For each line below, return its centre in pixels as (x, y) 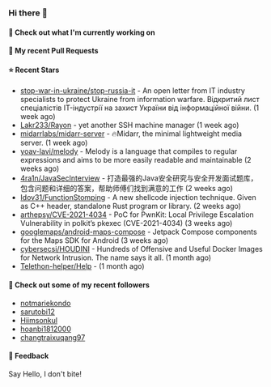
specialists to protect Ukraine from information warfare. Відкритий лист (140, 100)
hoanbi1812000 (45, 329)
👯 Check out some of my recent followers (79, 285)
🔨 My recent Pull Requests (53, 51)
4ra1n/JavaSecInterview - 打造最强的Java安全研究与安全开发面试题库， (139, 178)
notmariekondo (45, 303)
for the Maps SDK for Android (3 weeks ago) (94, 240)
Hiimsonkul (39, 320)
